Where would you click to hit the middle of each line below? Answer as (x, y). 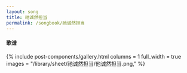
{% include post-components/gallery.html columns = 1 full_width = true (93, 56)
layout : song (22, 12)
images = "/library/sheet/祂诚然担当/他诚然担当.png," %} (76, 63)
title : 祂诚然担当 (27, 17)
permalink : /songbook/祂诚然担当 (45, 23)
